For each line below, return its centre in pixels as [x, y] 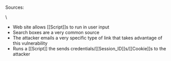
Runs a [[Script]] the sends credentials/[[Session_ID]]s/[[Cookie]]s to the [89, 49]
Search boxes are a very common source [56, 32]
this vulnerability [30, 43]
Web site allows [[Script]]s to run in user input [61, 27]
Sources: [15, 7]
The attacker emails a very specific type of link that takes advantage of [87, 38]
